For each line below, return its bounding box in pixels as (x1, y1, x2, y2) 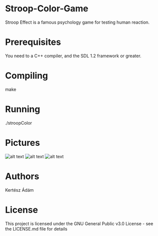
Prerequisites (5, 36, 62, 48)
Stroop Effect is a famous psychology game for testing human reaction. (5, 19, 150, 25)
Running (5, 104, 40, 115)
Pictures (5, 137, 40, 148)
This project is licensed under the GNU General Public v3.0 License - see (5, 220, 154, 227)
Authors (5, 170, 39, 182)
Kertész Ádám (5, 187, 34, 193)
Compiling (5, 70, 48, 81)
